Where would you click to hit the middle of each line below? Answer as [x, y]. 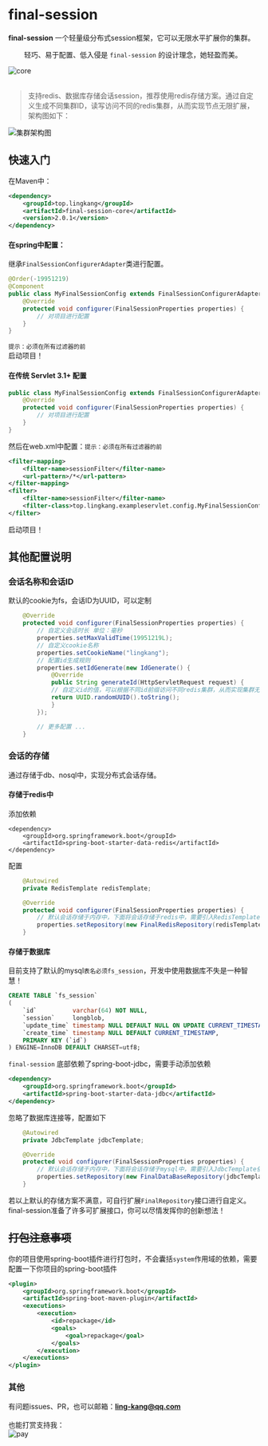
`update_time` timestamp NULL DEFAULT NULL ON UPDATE [114, 1025]
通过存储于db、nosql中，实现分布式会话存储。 [85, 775]
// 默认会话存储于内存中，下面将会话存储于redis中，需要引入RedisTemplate [149, 918]
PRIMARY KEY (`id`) [55, 1040]
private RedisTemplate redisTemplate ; [87, 888]
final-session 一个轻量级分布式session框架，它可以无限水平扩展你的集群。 [132, 38]
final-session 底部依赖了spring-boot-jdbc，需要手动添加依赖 [110, 1064]
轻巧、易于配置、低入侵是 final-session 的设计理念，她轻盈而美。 [133, 54]
